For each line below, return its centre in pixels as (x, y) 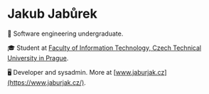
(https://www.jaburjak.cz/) (46, 82)
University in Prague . (38, 58)
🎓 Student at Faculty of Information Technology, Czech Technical (104, 48)
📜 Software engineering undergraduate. (65, 33)
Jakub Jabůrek (52, 14)
